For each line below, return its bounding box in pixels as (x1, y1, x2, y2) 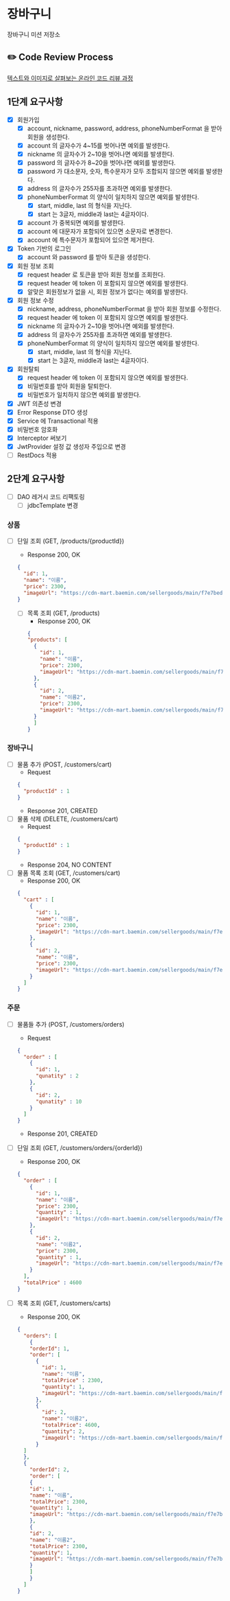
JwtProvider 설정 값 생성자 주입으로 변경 (16, 442, 127, 450)
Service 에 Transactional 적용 (16, 417, 99, 425)
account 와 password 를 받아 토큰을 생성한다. (27, 253, 151, 261)
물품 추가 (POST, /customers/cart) (16, 760, 112, 769)
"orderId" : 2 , (29, 1466, 70, 1473)
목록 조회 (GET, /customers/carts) (16, 1298, 111, 1307)
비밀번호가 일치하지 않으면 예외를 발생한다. (27, 390, 142, 399)
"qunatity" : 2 (35, 1073, 79, 1079)
